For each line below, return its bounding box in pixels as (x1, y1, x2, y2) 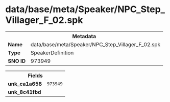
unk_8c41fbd (8, 88, 41, 95)
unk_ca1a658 (8, 80, 42, 87)
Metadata (72, 32, 96, 40)
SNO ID (8, 57, 26, 64)
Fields (28, 72, 43, 79)
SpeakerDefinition (30, 49, 74, 56)
